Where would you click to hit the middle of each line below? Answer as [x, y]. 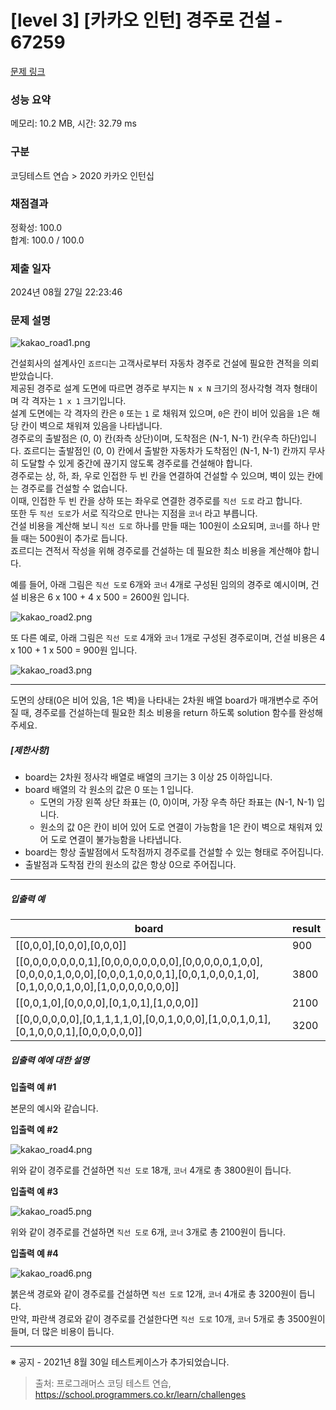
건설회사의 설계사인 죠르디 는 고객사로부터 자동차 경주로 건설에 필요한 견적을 [155, 363]
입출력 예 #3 [34, 1192]
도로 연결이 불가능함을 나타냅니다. [116, 840]
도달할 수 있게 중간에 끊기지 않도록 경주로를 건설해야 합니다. [136, 463]
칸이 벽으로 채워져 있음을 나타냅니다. [91, 426]
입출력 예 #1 [33, 1087]
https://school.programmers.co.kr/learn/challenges [140, 1395]
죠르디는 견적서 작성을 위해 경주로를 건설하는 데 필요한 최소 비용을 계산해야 [156, 551]
